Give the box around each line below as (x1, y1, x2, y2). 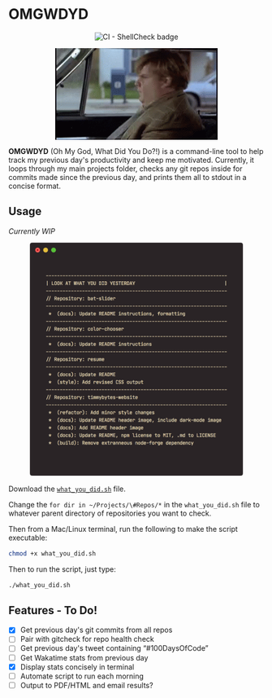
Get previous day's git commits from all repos (19, 625, 173, 635)
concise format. (8, 181, 61, 191)
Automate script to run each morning (19, 671, 145, 681)
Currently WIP (8, 226, 55, 236)
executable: (8, 533, 48, 542)
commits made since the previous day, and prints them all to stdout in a (8, 172, 247, 182)
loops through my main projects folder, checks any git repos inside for (8, 164, 243, 173)
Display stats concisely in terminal (19, 661, 135, 672)
